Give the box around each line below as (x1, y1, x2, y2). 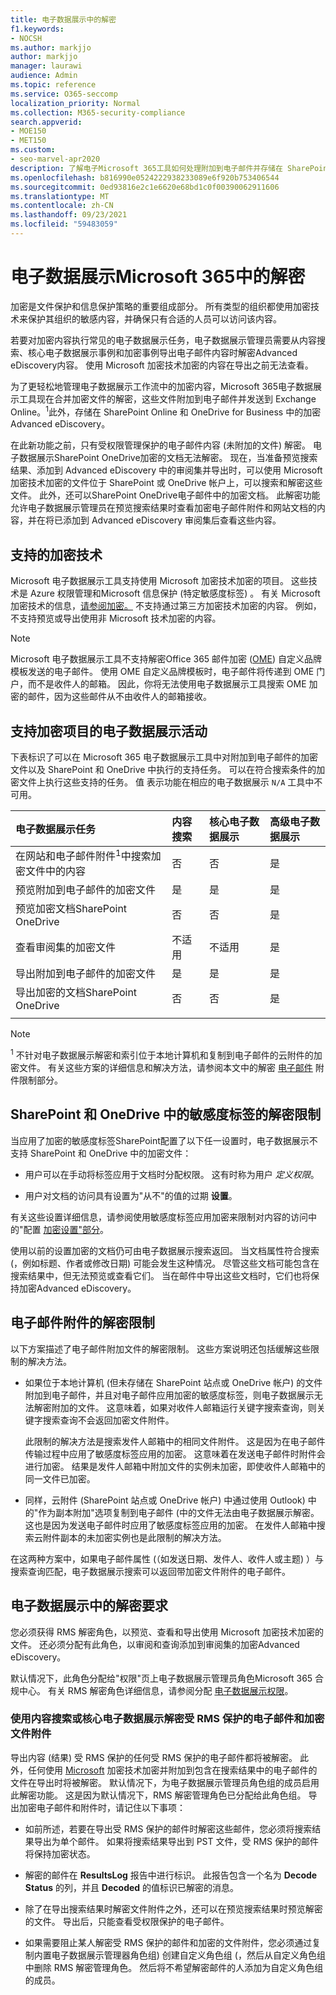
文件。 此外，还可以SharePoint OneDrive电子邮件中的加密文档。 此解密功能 (10, 489, 321, 501)
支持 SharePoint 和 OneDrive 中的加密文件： (10, 1147, 192, 1159)
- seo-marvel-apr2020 (10, 154, 101, 164)
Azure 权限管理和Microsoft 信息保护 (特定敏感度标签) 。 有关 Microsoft (29, 587, 321, 600)
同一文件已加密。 (24, 1472, 96, 1485)
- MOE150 (10, 126, 47, 136)
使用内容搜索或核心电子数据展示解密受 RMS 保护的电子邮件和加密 (10, 1712, 325, 1726)
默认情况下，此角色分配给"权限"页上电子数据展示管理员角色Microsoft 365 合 (10, 1672, 325, 1684)
